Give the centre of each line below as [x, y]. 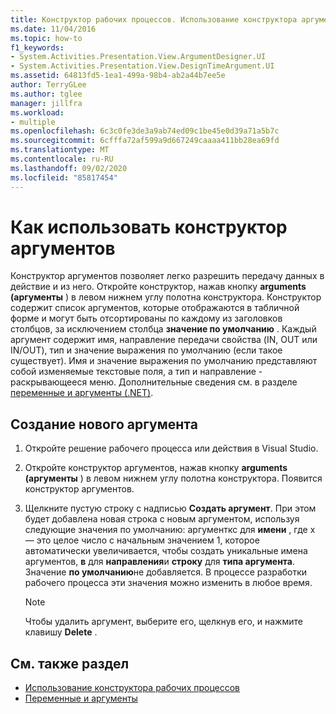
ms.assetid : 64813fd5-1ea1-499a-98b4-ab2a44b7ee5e [118, 76]
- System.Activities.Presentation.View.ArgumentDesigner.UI [138, 57]
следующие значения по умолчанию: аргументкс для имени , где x [170, 530]
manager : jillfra [46, 103]
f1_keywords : [37, 47]
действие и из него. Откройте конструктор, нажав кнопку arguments [158, 287]
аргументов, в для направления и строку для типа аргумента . [159, 562]
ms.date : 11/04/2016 [53, 29]
